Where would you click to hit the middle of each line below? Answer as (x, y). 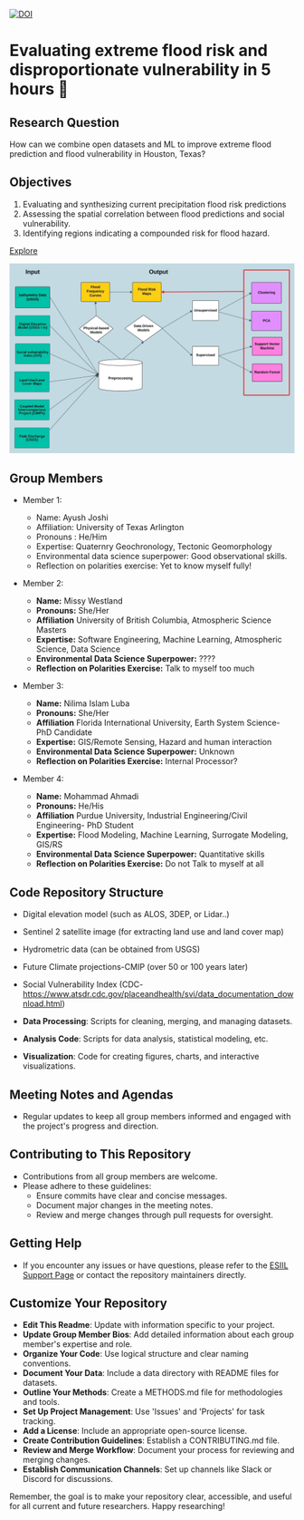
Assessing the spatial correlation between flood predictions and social (153, 214)
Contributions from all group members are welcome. (120, 1176)
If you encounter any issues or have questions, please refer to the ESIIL (155, 1265)
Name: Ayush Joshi (72, 518)
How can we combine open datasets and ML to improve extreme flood (140, 144)
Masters (51, 630)
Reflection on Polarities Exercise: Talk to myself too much (145, 668)
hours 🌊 (39, 89)
